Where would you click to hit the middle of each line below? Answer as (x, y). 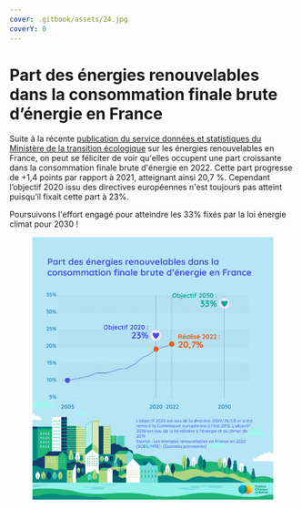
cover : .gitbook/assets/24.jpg (69, 19)
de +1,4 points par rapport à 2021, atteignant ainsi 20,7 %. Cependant (140, 178)
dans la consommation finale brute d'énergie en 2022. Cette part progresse (151, 168)
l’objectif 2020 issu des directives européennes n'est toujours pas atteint (146, 188)
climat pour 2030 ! (44, 224)
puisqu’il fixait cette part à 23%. (69, 197)
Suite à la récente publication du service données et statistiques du (136, 139)
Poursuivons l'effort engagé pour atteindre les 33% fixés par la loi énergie (148, 215)
